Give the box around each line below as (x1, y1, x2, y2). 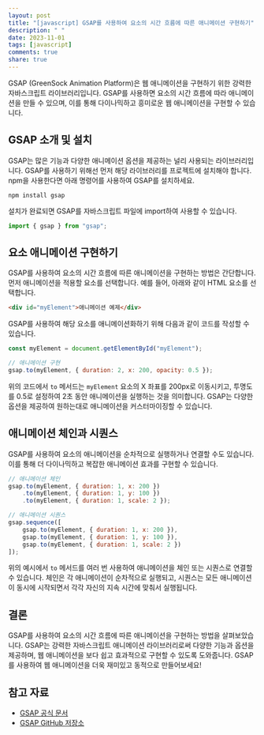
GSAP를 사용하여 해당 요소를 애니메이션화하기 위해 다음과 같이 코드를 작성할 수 (8, 319, 250, 329)
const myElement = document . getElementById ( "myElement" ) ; (8, 345, 203, 352)
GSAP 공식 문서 (19, 708, 69, 718)
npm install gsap (8, 191, 65, 199)
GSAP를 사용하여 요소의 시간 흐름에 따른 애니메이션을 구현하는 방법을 (8, 631, 221, 640)
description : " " (8, 26, 65, 34)
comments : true (8, 48, 58, 56)
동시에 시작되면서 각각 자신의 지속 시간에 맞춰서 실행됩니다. (16, 582, 198, 593)
